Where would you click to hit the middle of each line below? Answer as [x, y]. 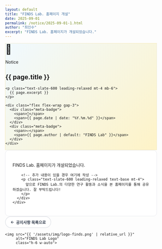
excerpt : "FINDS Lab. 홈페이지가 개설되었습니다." [51, 32]
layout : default [21, 9]
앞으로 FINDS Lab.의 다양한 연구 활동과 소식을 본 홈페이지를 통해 [83, 184]
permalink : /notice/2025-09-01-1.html [44, 23]
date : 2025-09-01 [22, 18]
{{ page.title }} [28, 77]
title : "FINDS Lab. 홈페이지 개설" [38, 14]
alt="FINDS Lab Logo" [37, 238]
